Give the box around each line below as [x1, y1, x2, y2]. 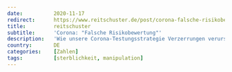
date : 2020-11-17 [7, 10, 85, 17]
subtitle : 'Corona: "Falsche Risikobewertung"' [7, 29, 162, 36]
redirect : [7, 16, 36, 23]
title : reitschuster [7, 23, 91, 29]
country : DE [7, 42, 60, 49]
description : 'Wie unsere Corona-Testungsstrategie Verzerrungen [7, 36, 206, 43]
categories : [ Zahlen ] [7, 49, 79, 56]
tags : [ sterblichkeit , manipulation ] [7, 55, 144, 62]
